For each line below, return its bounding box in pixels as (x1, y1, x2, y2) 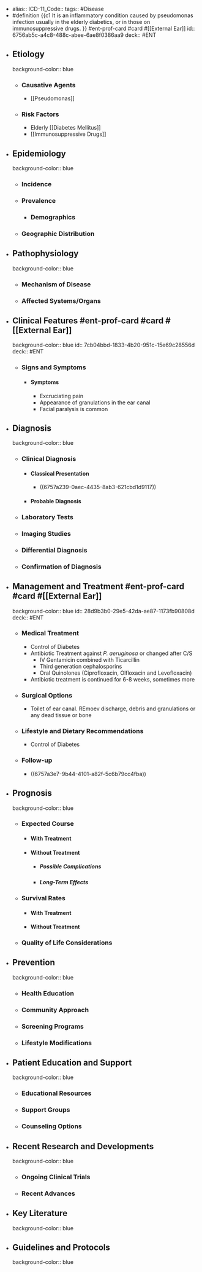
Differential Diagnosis (21, 546, 88, 554)
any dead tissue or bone (30, 712, 92, 719)
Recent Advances (21, 1189, 75, 1198)
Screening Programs (21, 1022, 84, 1031)
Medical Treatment (21, 629, 80, 638)
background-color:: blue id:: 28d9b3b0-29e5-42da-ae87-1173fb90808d (12, 607, 195, 614)
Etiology (12, 49, 45, 60)
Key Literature (12, 1208, 68, 1219)
